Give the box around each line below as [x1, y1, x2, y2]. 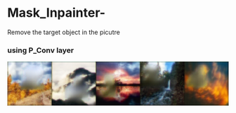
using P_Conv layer [7, 45, 74, 55]
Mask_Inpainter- [7, 5, 106, 21]
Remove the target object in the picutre [7, 28, 121, 36]
